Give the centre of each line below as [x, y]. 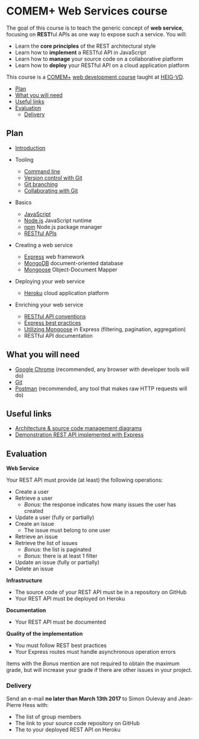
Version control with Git [53, 178]
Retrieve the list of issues [46, 543]
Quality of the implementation [45, 634]
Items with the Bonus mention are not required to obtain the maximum [93, 663]
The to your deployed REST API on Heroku [68, 730]
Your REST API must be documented [60, 622]
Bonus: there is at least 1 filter [61, 556]
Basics [23, 202]
